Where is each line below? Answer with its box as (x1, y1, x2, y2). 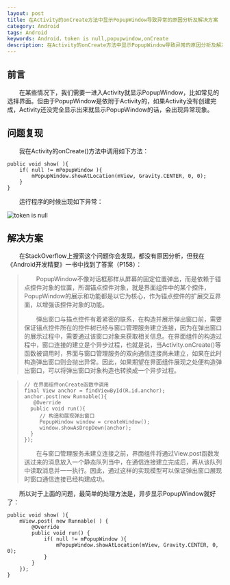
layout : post (7, 10, 44, 17)
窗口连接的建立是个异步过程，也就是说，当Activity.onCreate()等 (42, 341, 221, 349)
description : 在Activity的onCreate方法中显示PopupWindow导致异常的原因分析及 (7, 42, 217, 49)
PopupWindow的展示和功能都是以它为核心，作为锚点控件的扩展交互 (23, 292, 216, 300)
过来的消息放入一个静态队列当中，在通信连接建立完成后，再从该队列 (29, 458, 222, 466)
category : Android (7, 23, 60, 29)
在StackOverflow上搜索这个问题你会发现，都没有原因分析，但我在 (19, 252, 205, 260)
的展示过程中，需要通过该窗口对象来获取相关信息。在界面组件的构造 (23, 333, 216, 341)
